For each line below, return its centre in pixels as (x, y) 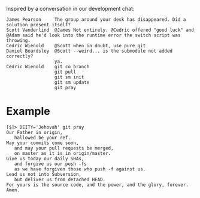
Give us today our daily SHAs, (45, 159)
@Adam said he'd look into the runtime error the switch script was (93, 35)
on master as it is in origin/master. (63, 153)
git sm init (69, 77)
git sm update (72, 83)
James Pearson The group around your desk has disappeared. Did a (96, 20)
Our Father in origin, (34, 132)
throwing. (19, 41)
